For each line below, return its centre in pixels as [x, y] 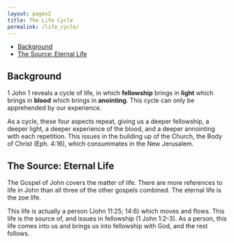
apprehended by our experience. [54, 108]
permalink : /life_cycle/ [43, 27]
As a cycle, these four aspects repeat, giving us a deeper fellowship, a [108, 121]
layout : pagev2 [29, 14]
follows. [19, 233]
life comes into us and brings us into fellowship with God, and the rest [108, 226]
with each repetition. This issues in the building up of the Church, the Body [115, 137]
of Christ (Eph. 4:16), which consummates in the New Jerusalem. [101, 144]
